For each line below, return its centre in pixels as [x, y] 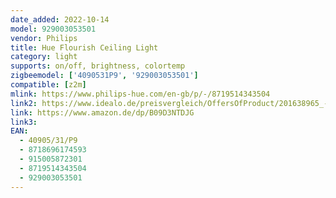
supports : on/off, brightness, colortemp [98, 66]
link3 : [24, 122]
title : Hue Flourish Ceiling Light [84, 47]
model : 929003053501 [53, 29]
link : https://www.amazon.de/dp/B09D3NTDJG [102, 112]
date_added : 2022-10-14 [60, 19]
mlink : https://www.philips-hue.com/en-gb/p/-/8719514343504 [140, 94]
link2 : [24, 103]
